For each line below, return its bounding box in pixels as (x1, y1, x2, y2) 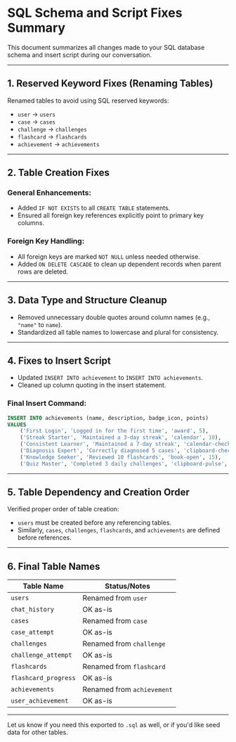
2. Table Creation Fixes (7, 167, 110, 179)
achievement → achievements (17, 139, 100, 148)
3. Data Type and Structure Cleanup (7, 294, 167, 307)
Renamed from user (82, 593, 147, 603)
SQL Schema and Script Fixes (7, 5, 183, 21)
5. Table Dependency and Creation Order (7, 487, 190, 499)
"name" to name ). (17, 320, 63, 328)
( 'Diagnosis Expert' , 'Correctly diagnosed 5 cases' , (20, 447, 181, 454)
